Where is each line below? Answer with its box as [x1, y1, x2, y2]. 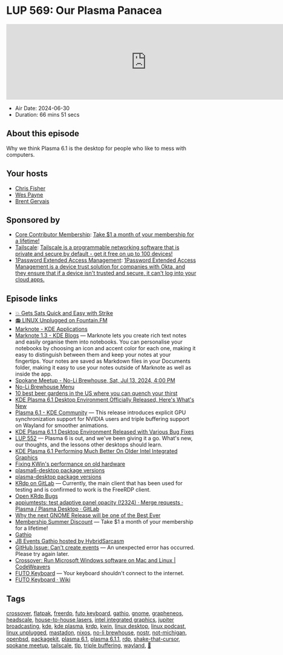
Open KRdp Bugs [15, 492, 59, 500]
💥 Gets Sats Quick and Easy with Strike [15, 310, 114, 317]
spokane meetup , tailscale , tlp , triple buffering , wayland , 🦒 [6, 642, 151, 649]
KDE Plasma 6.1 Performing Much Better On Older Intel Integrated [15, 448, 178, 455]
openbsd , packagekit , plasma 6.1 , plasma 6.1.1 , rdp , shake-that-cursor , [6, 636, 180, 642]
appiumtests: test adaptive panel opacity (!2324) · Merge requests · [15, 499, 183, 506]
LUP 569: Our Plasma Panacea [6, 4, 162, 18]
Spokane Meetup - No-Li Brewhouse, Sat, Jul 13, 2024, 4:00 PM [15, 377, 175, 384]
